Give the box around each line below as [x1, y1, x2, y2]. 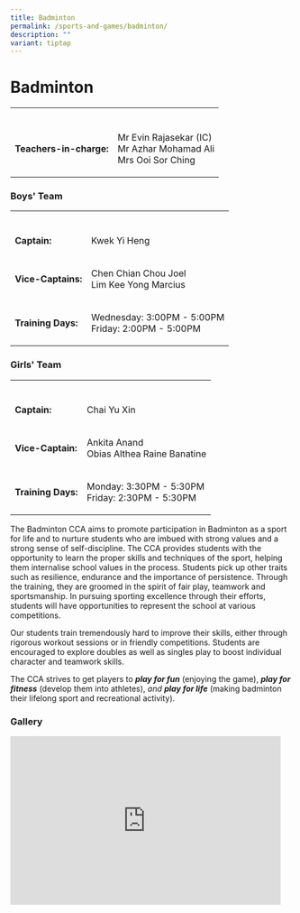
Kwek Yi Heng [90, 235, 150, 247]
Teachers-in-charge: [14, 143, 109, 155]
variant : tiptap [10, 38, 71, 48]
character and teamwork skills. [10, 656, 124, 667]
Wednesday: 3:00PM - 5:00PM [90, 311, 225, 324]
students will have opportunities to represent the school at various [10, 600, 256, 611]
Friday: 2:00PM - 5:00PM [90, 322, 201, 335]
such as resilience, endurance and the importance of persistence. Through [10, 571, 288, 582]
